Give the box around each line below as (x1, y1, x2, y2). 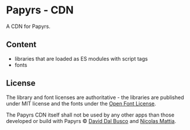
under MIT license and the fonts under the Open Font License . (6, 100, 157, 107)
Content (6, 40, 37, 50)
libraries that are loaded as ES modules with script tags (14, 55, 148, 62)
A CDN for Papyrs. (6, 23, 51, 30)
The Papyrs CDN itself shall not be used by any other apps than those (6, 111, 175, 118)
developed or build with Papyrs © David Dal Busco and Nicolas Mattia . (6, 117, 177, 124)
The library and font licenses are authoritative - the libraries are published (6, 94, 184, 101)
